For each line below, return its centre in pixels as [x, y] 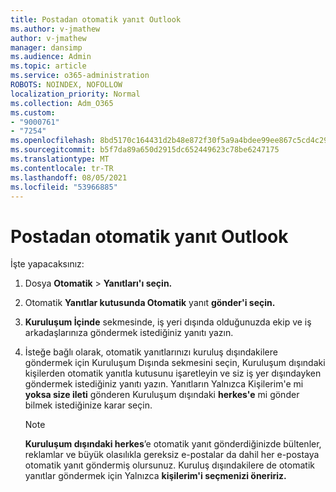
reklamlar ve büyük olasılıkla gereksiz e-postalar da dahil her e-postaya [172, 455]
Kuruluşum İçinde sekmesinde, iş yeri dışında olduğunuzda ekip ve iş [168, 322]
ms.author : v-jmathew [55, 29]
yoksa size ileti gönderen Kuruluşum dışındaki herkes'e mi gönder [162, 395]
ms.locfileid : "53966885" [64, 187]
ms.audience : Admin [51, 57]
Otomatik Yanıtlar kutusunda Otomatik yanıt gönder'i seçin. [150, 303]
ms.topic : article [48, 66]
